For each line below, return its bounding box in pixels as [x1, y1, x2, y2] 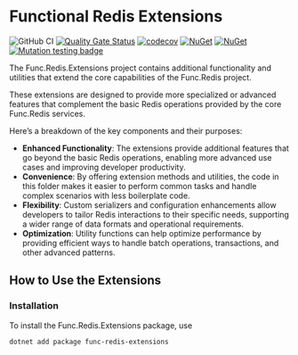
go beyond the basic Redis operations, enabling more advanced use [21, 152, 272, 162]
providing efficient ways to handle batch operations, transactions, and [21, 237, 279, 248]
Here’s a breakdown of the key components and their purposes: [9, 125, 243, 136]
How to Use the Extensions [9, 273, 162, 288]
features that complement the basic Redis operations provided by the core [9, 98, 282, 109]
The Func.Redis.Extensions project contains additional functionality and [9, 62, 271, 73]
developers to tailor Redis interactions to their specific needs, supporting [21, 209, 289, 219]
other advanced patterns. [21, 247, 116, 258]
